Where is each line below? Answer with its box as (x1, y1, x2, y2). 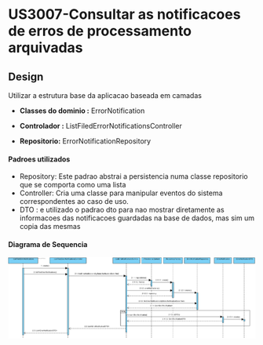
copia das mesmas (19, 222, 81, 231)
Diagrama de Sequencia (8, 239, 88, 249)
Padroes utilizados (8, 154, 71, 164)
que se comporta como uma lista (19, 180, 126, 190)
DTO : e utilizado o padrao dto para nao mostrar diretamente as (19, 205, 225, 215)
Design (8, 70, 44, 83)
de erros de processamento (8, 22, 192, 40)
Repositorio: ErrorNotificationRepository (19, 136, 152, 146)
